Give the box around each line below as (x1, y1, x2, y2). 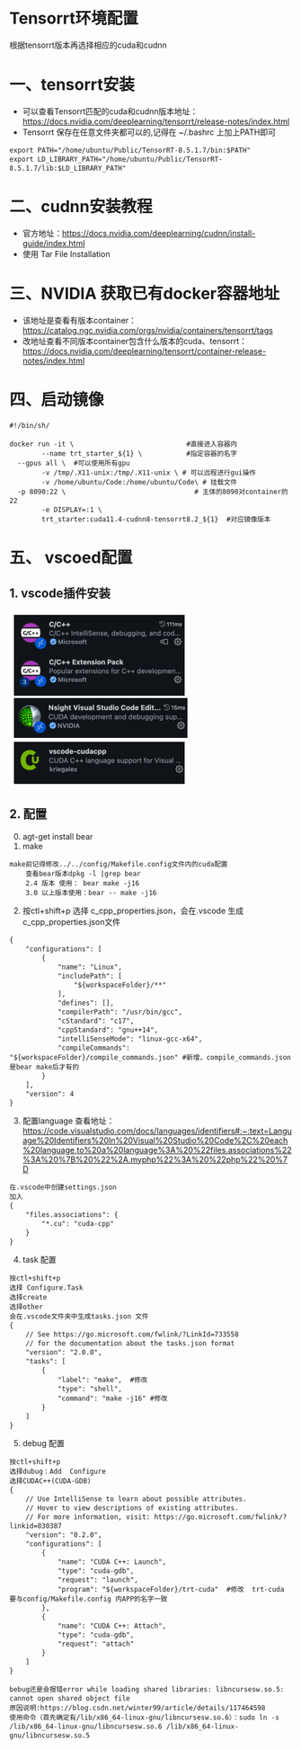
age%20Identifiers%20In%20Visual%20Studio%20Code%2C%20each (22, 1134, 288, 1146)
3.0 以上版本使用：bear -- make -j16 (25, 888, 157, 897)
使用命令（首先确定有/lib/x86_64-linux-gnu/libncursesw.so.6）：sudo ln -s (9, 1713, 280, 1722)
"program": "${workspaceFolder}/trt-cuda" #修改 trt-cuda (57, 1585, 285, 1594)
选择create (9, 1292, 48, 1301)
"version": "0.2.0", (25, 1530, 102, 1540)
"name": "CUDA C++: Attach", (57, 1621, 167, 1630)
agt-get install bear (22, 830, 93, 841)
